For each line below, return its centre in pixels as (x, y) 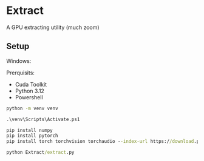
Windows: (19, 61)
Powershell (29, 97)
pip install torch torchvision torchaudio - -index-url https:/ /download (100, 142)
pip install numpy (29, 130)
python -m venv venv (32, 108)
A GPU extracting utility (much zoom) (53, 27)
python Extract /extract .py (40, 153)
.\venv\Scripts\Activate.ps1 (43, 119)
